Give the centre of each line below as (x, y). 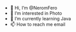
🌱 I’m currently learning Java (41, 19)
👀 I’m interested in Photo (36, 13)
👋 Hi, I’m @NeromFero (34, 8)
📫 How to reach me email (38, 24)
